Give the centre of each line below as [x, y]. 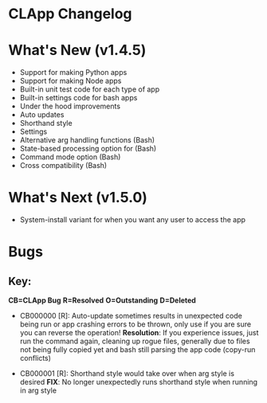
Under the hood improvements [70, 106]
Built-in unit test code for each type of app [90, 89]
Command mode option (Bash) [70, 157]
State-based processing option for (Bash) [88, 149]
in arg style [38, 390]
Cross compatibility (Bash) [63, 166]
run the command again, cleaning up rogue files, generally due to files [135, 341]
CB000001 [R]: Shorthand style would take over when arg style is [127, 374]
